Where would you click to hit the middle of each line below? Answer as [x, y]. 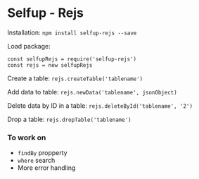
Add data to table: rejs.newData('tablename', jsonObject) [92, 92]
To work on [27, 137]
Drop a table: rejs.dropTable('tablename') [69, 119]
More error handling [46, 168]
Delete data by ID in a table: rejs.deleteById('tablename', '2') [100, 105]
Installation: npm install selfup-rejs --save [72, 32]
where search [36, 161]
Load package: [29, 46]
